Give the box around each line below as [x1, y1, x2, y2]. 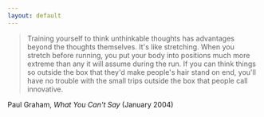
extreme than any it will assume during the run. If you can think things [26, 59, 257, 68]
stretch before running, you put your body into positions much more [26, 50, 250, 60]
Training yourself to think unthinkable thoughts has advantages [26, 33, 234, 43]
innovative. [26, 84, 64, 94]
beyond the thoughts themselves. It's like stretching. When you [26, 41, 234, 52]
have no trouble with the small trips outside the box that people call [26, 76, 248, 85]
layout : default [7, 11, 61, 20]
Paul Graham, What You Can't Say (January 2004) [7, 99, 174, 109]
